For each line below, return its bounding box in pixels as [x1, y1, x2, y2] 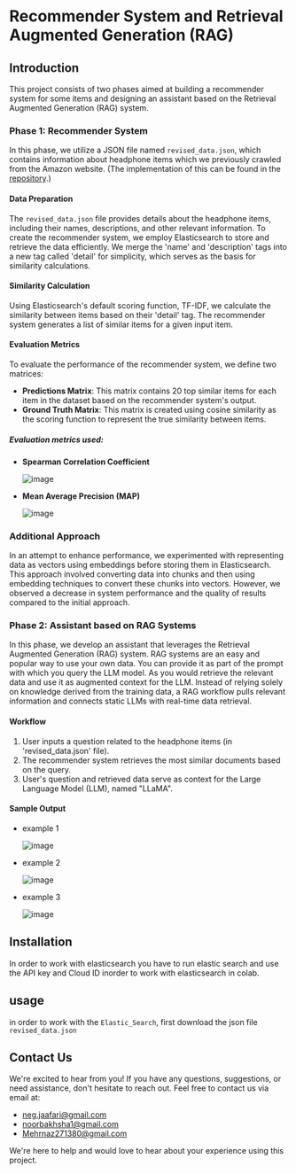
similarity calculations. [9, 260, 91, 271]
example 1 [21, 822, 59, 834]
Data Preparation [9, 193, 74, 204]
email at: [9, 1092, 41, 1103]
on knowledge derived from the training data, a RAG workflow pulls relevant [9, 687, 286, 697]
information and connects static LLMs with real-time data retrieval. [9, 696, 253, 706]
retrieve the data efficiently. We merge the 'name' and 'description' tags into [9, 241, 288, 252]
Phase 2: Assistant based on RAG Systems [9, 619, 197, 632]
